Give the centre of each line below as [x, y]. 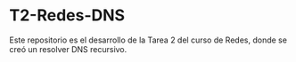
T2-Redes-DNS [67, 15]
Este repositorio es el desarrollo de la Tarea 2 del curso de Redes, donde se [148, 40]
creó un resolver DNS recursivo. [68, 49]
